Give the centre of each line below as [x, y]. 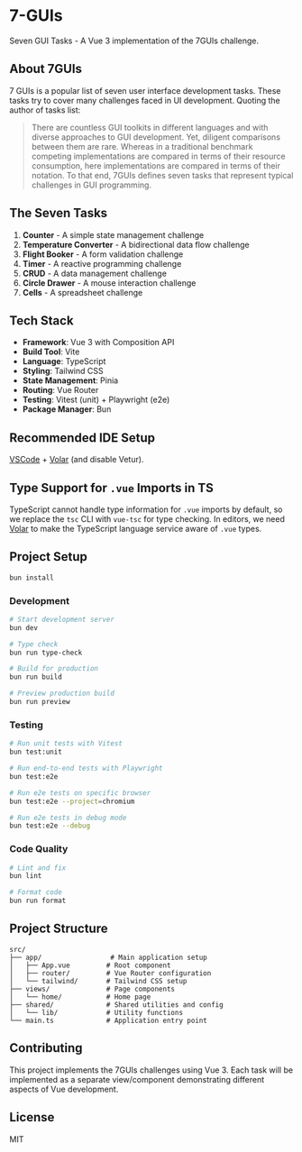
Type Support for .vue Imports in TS [111, 488]
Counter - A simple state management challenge [113, 234]
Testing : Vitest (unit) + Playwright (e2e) [96, 400]
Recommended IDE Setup [82, 438]
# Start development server [62, 619]
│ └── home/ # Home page [80, 997]
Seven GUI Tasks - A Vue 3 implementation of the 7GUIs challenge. [134, 41]
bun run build [36, 677]
